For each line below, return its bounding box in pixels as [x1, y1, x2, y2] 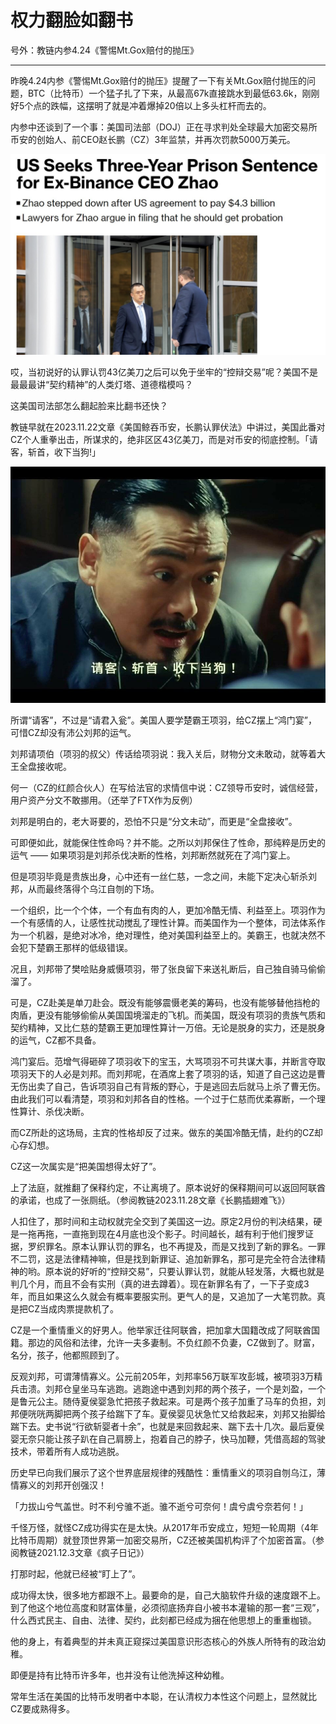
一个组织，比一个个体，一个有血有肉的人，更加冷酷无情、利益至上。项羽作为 [10, 904, 326, 916]
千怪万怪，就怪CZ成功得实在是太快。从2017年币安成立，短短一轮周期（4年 [10, 1521, 320, 1533]
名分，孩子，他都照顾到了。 [10, 1349, 125, 1361]
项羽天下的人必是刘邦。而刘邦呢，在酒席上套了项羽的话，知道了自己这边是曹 [10, 1067, 326, 1080]
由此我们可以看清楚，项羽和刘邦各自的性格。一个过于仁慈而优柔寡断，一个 [10, 1092, 317, 1105]
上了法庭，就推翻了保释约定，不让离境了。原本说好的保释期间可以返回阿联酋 [10, 1181, 326, 1193]
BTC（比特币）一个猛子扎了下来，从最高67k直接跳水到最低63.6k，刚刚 [27, 87, 320, 99]
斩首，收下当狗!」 [27, 446, 102, 458]
